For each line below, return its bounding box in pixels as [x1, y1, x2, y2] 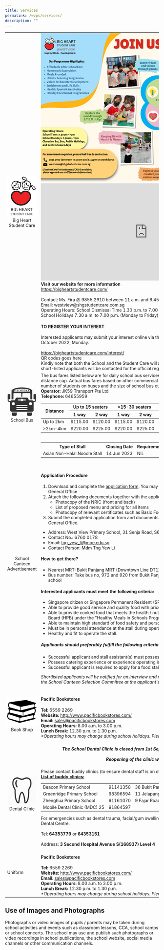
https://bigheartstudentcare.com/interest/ [41, 350, 124, 356]
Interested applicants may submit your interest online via [41, 334, 155, 340]
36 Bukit [135, 784, 152, 790]
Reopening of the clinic [105, 756, 155, 762]
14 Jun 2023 [106, 450, 133, 457]
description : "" [5, 18, 38, 23]
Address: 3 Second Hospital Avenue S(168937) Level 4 [41, 841, 155, 847]
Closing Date [106, 443, 133, 449]
